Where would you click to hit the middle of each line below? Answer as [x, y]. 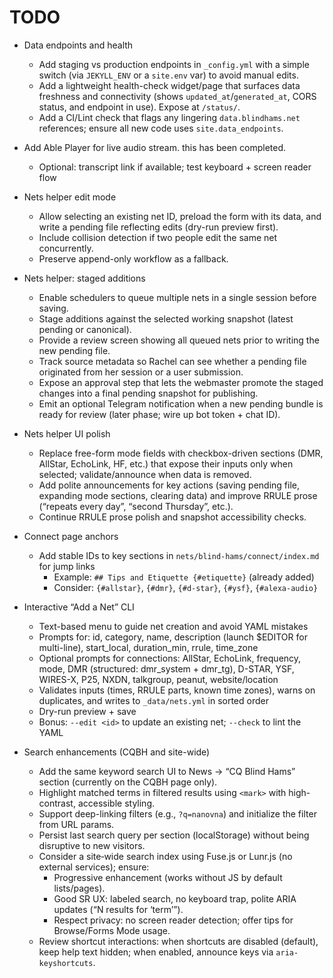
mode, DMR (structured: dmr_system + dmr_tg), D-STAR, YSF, [166, 668]
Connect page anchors [71, 536]
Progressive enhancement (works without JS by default [168, 877]
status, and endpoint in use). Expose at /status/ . [139, 107]
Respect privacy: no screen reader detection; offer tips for [173, 920]
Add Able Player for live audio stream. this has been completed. [155, 147]
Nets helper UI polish [67, 433]
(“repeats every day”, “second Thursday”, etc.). [136, 506]
